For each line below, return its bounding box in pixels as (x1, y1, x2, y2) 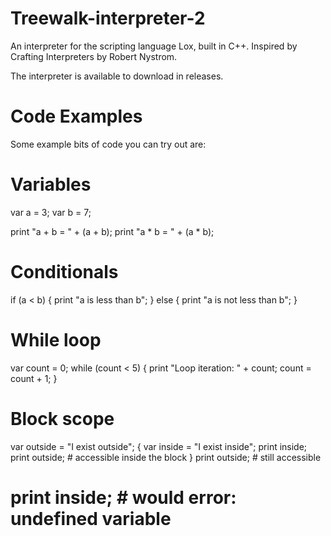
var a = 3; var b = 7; (10, 206, 92, 218)
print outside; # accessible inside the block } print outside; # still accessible (10, 451, 322, 463)
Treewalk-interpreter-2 (10, 7, 206, 30)
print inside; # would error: (10, 486, 237, 509)
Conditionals (10, 261, 119, 283)
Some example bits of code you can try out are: (10, 138, 207, 150)
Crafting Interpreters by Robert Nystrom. (10, 50, 178, 62)
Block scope (10, 407, 115, 430)
